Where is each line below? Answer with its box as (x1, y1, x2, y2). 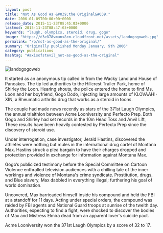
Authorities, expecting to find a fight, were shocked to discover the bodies (5, 207, 155, 213)
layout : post (5, 7, 32, 12)
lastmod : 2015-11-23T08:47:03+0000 (5, 26, 78, 30)
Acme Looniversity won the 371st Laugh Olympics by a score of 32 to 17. (5, 222, 151, 228)
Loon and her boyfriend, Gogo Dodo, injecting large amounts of (5, 91, 133, 97)
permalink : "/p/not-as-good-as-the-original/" (5, 39, 102, 44)
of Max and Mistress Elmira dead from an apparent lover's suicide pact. (5, 213, 149, 219)
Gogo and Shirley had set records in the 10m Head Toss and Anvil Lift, (5, 116, 146, 123)
